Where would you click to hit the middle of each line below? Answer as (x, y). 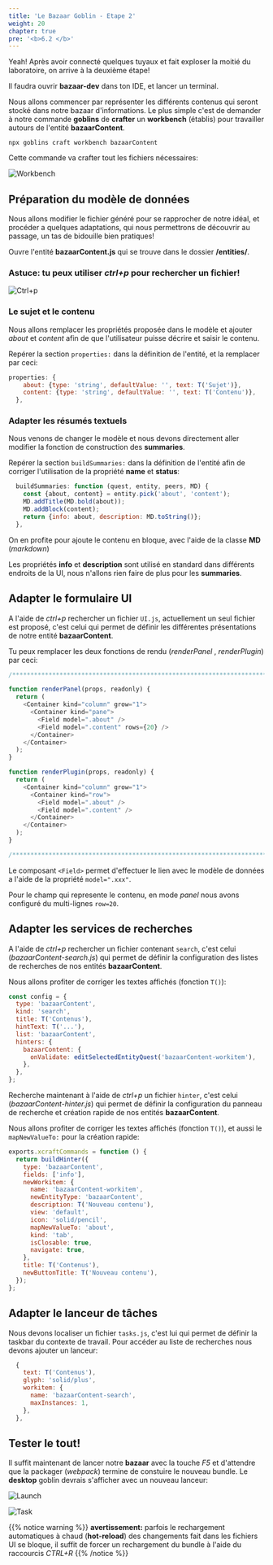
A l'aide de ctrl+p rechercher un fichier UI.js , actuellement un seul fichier (132, 618)
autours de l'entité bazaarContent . (67, 128)
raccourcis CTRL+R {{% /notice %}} (68, 1554)
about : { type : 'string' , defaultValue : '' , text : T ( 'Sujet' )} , (132, 385)
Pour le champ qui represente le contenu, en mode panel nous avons (124, 895)
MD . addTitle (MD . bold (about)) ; (74, 502)
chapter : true (32, 31)
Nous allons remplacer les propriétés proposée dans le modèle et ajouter (130, 329)
